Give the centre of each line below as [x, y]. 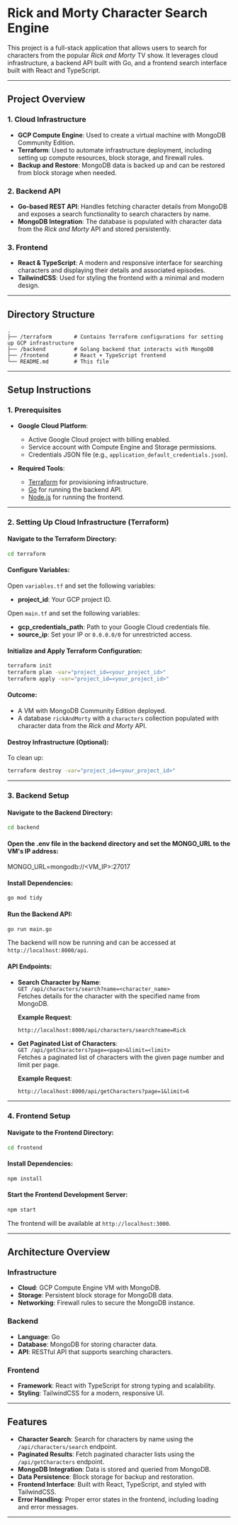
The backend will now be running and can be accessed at [92, 943]
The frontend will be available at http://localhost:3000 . [89, 1223]
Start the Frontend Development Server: [68, 1195]
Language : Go [39, 1336]
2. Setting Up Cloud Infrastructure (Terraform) [88, 522]
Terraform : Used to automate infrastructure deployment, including [114, 150]
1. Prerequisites [34, 410]
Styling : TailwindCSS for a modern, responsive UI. [91, 1393]
